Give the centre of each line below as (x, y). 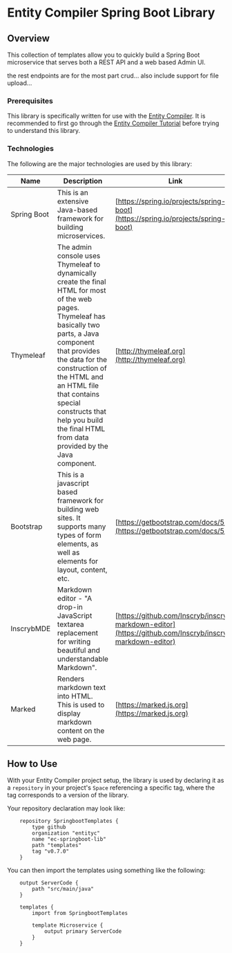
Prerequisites (30, 100)
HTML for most (82, 290)
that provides (79, 351)
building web (78, 509)
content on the (81, 730)
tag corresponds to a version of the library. (68, 795)
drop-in (70, 607)
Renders (71, 678)
